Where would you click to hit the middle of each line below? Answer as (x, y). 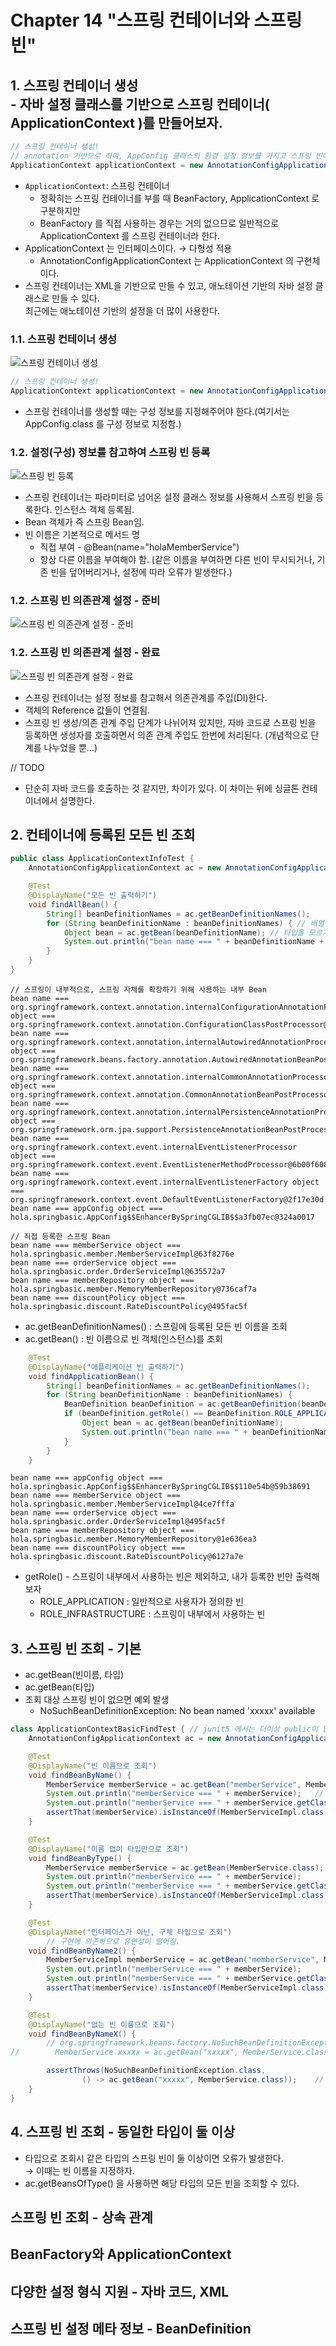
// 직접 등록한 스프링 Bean (60, 1236)
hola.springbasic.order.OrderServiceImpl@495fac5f (118, 1522)
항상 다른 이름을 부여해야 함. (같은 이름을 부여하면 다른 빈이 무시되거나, (177, 559)
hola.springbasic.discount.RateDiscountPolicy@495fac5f (129, 1306)
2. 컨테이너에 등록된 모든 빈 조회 (103, 834)
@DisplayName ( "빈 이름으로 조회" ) (93, 1766)
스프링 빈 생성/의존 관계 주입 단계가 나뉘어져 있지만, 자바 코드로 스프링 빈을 (170, 722)
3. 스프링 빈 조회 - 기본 (76, 1648)
